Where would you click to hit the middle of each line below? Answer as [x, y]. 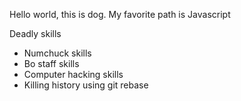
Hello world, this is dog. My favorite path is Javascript [120, 14]
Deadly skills [35, 33]
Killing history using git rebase [86, 85]
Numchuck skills [57, 53]
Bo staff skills [51, 63]
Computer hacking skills [73, 74]
